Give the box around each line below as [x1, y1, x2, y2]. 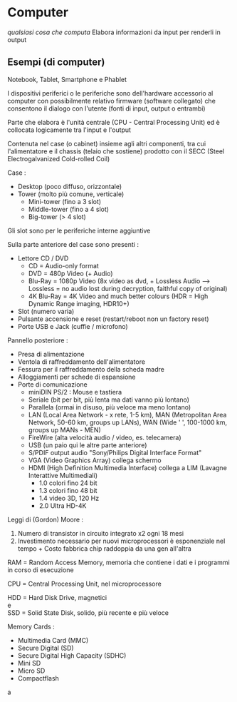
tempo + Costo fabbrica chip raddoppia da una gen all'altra [17, 544, 192, 553]
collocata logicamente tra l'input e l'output [7, 126, 132, 134]
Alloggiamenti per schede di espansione [17, 372, 137, 381]
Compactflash [17, 673, 59, 682]
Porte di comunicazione [17, 380, 88, 389]
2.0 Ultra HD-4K [38, 501, 87, 510]
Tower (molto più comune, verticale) [17, 190, 125, 198]
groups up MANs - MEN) [28, 425, 101, 434]
